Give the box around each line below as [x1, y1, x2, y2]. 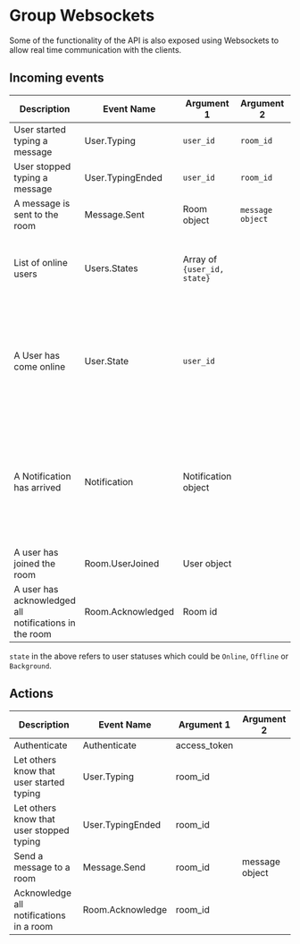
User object [182, 557, 232, 569]
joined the [13, 557, 56, 569]
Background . [9, 659, 52, 671]
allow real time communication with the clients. [9, 44, 182, 55]
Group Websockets [9, 5, 154, 26]
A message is [13, 197, 71, 209]
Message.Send [82, 861, 146, 873]
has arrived [13, 481, 62, 493]
